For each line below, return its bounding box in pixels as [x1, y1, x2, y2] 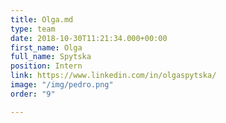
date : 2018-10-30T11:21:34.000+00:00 [10, 33, 168, 43]
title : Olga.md [10, 14, 74, 25]
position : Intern [10, 61, 83, 71]
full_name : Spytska [10, 52, 92, 62]
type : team [10, 24, 56, 34]
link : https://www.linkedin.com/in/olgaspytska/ [10, 71, 217, 81]
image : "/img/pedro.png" [10, 80, 114, 90]
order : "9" [10, 89, 56, 99]
